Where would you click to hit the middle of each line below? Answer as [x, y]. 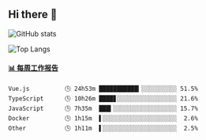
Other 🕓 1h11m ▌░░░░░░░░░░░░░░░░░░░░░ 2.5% [103, 129]
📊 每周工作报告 [34, 68]
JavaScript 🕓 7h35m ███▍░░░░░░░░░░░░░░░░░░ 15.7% [103, 109]
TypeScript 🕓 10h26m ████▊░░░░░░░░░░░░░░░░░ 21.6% [103, 99]
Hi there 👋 [33, 15]
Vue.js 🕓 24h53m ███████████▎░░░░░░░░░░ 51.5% [103, 89]
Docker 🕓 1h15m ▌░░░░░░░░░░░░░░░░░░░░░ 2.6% [103, 119]
